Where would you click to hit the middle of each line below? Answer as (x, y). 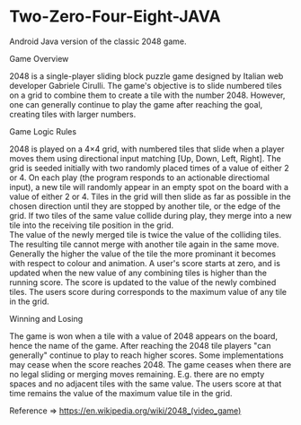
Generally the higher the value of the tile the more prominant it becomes (143, 254)
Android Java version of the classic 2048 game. (98, 41)
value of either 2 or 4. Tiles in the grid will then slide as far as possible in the (150, 196)
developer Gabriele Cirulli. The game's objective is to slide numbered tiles (146, 85)
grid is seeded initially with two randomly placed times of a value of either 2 (149, 168)
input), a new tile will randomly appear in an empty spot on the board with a (149, 186)
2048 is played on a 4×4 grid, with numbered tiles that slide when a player (147, 149)
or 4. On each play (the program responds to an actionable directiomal (139, 178)
